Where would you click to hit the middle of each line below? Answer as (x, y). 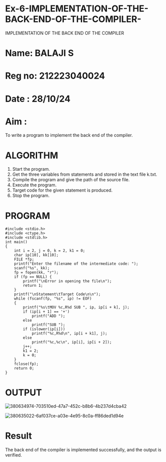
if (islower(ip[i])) (44, 329)
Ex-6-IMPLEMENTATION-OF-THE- (77, 9)
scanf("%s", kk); (32, 268)
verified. (14, 455)
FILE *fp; (24, 259)
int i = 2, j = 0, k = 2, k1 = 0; (50, 251)
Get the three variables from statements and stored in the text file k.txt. (85, 174)
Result (19, 436)
